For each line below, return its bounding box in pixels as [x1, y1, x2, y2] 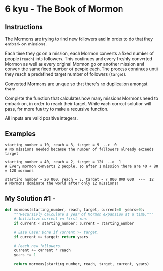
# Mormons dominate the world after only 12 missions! [5, 181, 119, 186]
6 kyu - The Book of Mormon [5, 3, 123, 15]
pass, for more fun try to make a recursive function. [5, 106, 109, 112]
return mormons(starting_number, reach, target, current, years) [14, 262, 150, 267]
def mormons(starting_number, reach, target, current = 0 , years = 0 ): [5, 207, 145, 212]
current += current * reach [14, 248, 71, 253]
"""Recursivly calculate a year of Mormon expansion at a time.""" [14, 212, 154, 217]
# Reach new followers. [14, 243, 62, 248]
